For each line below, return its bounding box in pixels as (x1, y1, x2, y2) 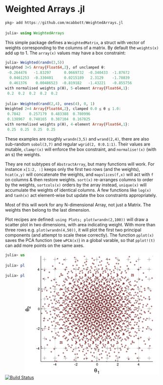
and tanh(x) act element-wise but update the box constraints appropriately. (5, 192, 157, 198)
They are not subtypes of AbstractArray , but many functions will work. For (5, 161, 155, 167)
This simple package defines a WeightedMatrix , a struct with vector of (5, 39, 145, 45)
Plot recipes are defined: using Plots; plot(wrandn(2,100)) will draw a (5, 217, 148, 222)
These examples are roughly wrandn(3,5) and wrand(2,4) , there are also (5, 136, 149, 142)
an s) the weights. (5, 151, 41, 157)
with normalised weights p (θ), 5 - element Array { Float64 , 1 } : (5, 86, 130, 91)
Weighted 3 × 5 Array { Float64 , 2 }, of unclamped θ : (5, 65, 106, 70)
